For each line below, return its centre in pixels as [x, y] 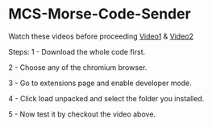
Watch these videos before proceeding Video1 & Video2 [101, 36]
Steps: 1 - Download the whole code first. [77, 51]
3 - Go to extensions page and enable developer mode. [100, 83]
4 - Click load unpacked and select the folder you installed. [106, 98]
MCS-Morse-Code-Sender [100, 14]
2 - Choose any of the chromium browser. [78, 67]
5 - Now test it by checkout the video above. [82, 114]
